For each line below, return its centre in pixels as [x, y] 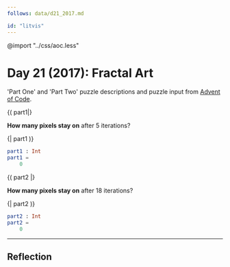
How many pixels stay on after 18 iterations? [70, 191]
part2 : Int [24, 216]
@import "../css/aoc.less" [43, 45]
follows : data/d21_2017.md [46, 13]
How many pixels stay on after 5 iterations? [69, 126]
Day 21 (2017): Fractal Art [80, 73]
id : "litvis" [26, 26]
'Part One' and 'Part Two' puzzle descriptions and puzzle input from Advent [114, 92]
